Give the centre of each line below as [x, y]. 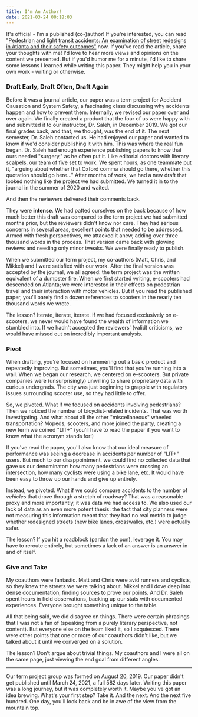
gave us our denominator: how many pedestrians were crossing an [87, 467]
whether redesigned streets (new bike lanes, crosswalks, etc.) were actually [98, 522]
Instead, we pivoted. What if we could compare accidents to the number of [97, 490]
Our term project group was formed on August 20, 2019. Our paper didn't [95, 676]
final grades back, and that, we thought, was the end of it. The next [88, 131]
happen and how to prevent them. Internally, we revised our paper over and [98, 112]
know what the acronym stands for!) [50, 436]
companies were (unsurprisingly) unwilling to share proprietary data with [94, 381]
